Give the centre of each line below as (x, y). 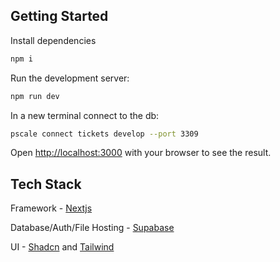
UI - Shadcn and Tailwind (62, 247)
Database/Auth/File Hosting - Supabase (92, 228)
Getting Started (59, 16)
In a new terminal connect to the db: (85, 115)
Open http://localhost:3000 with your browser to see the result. (141, 153)
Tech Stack (46, 184)
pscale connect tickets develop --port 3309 (104, 134)
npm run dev (35, 96)
